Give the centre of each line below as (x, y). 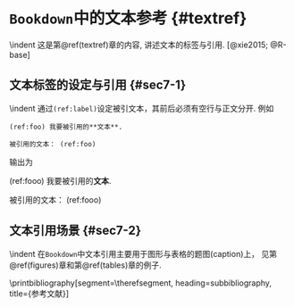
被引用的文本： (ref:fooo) (55, 199)
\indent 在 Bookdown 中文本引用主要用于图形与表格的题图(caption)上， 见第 (143, 253)
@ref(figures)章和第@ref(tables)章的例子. (86, 265)
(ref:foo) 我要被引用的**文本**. (66, 127)
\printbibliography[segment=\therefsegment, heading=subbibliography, (141, 283)
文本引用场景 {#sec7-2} (75, 231)
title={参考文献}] (39, 293)
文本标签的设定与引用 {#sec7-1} (98, 85)
